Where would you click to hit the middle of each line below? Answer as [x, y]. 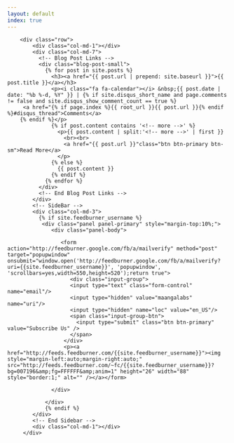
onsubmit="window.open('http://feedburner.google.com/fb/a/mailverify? [114, 260]
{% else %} [67, 162]
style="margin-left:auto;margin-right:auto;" [75, 359]
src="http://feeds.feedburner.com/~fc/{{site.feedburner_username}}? [111, 365]
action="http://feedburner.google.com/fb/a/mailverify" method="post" [112, 249]
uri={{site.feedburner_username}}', [61, 267]
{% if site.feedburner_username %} [90, 218]
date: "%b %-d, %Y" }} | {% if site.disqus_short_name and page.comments [117, 95]
